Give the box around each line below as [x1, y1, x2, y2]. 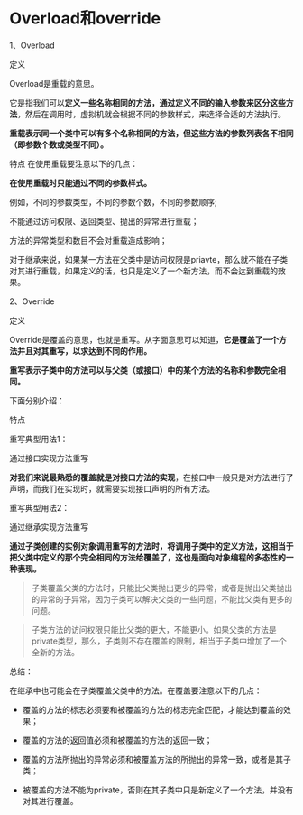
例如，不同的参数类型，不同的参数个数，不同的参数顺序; [9, 196, 218, 208]
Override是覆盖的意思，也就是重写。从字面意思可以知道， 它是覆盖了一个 [9, 334, 280, 345]
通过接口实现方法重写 [9, 452, 88, 463]
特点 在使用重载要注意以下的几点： [9, 158, 138, 169]
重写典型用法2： [9, 502, 70, 513]
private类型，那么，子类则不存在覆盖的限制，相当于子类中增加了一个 [31, 635, 287, 646]
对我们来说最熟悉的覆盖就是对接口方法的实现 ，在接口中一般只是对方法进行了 [9, 471, 294, 483]
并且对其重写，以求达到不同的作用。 [16, 345, 151, 357]
